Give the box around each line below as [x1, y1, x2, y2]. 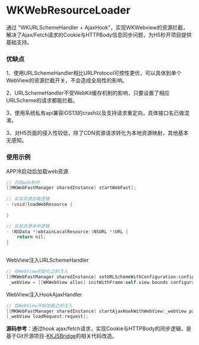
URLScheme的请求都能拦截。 [6, 97, 78, 104]
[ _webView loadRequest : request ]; [6, 314, 89, 320]
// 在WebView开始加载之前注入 [6, 302, 73, 308]
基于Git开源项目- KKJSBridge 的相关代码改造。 [6, 333, 117, 340]
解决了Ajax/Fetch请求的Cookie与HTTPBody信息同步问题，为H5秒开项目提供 [6, 31, 192, 38]
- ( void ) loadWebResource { [6, 202, 73, 208]
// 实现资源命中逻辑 [6, 223, 50, 229]
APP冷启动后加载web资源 [6, 167, 69, 175]
